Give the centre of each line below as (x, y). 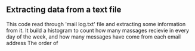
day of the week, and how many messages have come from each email (93, 36)
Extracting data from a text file (64, 10)
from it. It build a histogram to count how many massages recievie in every (98, 30)
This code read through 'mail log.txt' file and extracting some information (96, 24)
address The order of (32, 43)
